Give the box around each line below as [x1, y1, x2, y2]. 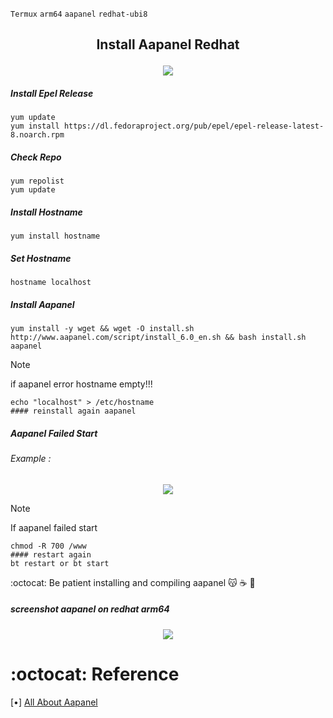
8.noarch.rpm [10, 130, 65, 140]
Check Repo [10, 151, 62, 163]
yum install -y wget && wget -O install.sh [10, 324, 195, 334]
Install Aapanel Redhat [96, 36, 240, 53]
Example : [10, 453, 52, 465]
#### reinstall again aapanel [10, 406, 137, 417]
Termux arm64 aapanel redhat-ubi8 [10, 9, 148, 19]
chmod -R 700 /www [10, 541, 87, 551]
